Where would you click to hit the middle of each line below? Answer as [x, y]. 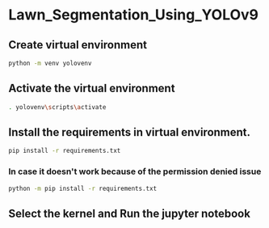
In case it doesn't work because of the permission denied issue [135, 171]
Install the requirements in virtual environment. [130, 132]
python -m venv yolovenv [50, 63]
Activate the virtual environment [92, 89]
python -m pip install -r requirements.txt [83, 188]
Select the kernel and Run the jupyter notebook [129, 213]
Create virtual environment [78, 45]
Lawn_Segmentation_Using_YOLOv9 [133, 15]
